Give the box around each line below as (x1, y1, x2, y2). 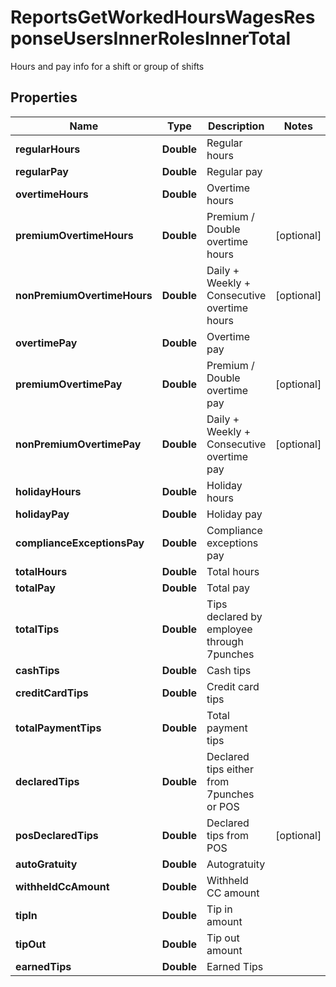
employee (206, 622, 253, 636)
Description (207, 119, 265, 133)
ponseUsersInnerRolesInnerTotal (10, 27, 292, 50)
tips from (206, 828, 249, 842)
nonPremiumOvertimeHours (15, 288, 153, 302)
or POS (206, 799, 240, 813)
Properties (10, 89, 78, 106)
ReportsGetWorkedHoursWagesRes (10, 6, 316, 29)
